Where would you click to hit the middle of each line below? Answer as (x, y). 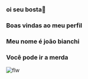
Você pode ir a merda (37, 57)
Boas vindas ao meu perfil (44, 25)
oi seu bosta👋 (26, 10)
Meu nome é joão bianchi (43, 41)
